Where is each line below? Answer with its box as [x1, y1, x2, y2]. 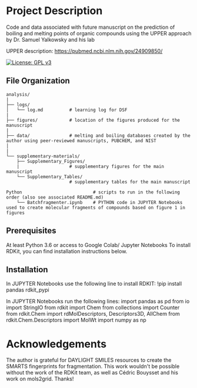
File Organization [6, 76, 71, 86]
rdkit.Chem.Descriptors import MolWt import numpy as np [6, 316, 147, 324]
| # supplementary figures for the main [16, 163, 165, 169]
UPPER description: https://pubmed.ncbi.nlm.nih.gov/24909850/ [6, 47, 163, 54]
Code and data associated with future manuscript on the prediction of [6, 24, 175, 31]
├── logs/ [6, 102, 31, 108]
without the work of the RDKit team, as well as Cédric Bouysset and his [6, 369, 178, 376]
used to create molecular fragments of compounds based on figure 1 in [6, 205, 185, 210]
